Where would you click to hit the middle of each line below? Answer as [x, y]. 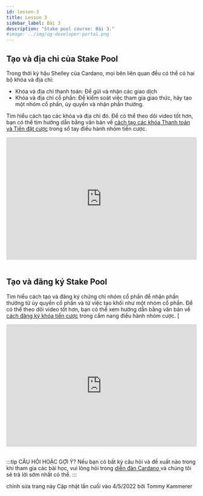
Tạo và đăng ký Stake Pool [57, 282]
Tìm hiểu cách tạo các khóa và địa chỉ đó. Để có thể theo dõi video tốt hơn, [100, 116]
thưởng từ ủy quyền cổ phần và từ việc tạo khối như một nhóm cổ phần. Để [100, 303]
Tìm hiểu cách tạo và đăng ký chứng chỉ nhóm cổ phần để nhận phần [93, 296]
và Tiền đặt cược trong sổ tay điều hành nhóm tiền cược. [76, 129]
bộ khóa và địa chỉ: [30, 80]
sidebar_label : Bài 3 [34, 23]
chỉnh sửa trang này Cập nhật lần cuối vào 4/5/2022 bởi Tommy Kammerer [99, 486]
